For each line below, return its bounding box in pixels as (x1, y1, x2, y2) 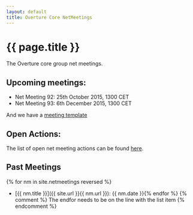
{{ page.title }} (6, 40, 80, 54)
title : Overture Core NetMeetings (6, 14, 93, 20)
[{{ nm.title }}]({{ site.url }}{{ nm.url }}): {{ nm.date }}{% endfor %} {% (14, 190, 188, 197)
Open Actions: (6, 129, 61, 139)
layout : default (6, 8, 47, 15)
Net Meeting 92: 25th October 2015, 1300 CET (14, 94, 129, 101)
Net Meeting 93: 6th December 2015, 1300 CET (14, 100, 132, 107)
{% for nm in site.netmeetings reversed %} (6, 178, 112, 185)
